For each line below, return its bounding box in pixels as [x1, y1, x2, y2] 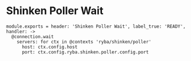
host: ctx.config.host [21, 44, 78, 50]
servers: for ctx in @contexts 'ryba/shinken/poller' [17, 39, 152, 45]
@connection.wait [11, 33, 54, 39]
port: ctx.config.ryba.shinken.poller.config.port [21, 49, 149, 55]
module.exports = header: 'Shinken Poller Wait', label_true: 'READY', [6, 23, 186, 29]
